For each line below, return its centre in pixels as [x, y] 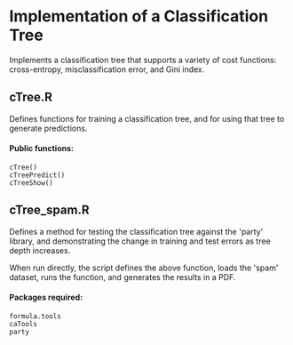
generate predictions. [48, 128]
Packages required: [46, 297]
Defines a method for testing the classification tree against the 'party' [136, 231]
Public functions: [41, 148]
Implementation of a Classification [139, 16]
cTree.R [31, 97]
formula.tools [36, 316]
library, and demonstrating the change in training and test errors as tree [140, 241]
